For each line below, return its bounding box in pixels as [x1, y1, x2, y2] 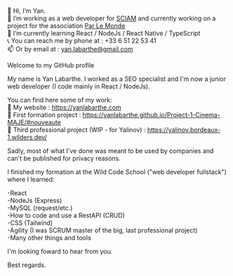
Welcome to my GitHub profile [7, 61, 95, 70]
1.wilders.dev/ [7, 133, 47, 141]
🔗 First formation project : [7, 111, 81, 119]
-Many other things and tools [7, 234, 91, 242]
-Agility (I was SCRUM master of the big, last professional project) [7, 226, 198, 235]
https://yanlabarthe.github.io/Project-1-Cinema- [82, 111, 221, 119]
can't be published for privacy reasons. [7, 155, 121, 162]
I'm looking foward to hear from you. [7, 247, 113, 256]
